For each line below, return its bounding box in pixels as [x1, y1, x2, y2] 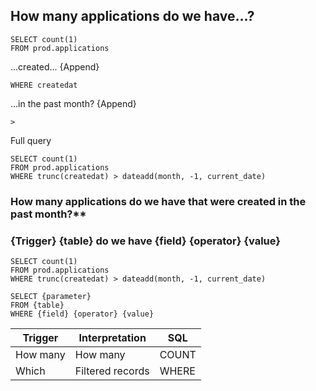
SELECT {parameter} [10, 292, 92, 302]
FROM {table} [10, 300, 65, 311]
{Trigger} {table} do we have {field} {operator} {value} [10, 234, 281, 248]
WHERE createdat [10, 80, 78, 90]
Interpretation [78, 331, 147, 345]
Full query [10, 134, 52, 146]
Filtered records [74, 364, 150, 378]
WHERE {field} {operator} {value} [10, 309, 155, 319]
